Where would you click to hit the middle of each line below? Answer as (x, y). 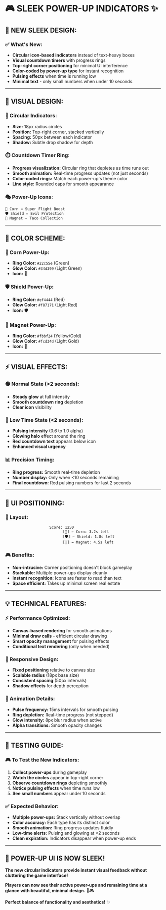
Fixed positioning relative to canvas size (54, 670)
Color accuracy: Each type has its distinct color (61, 822)
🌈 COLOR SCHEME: (35, 238)
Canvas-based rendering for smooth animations (62, 631)
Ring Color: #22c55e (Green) (41, 263)
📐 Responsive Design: (32, 659)
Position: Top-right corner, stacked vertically (58, 132)
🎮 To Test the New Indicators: (42, 759)
